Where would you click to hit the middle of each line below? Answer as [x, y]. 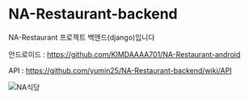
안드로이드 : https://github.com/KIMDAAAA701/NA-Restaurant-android [124, 54]
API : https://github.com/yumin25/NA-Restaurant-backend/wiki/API [120, 70]
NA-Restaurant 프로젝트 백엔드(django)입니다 [82, 37]
